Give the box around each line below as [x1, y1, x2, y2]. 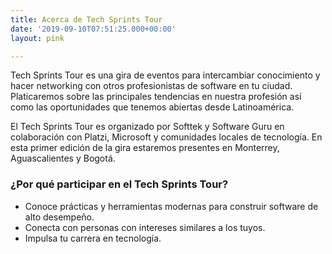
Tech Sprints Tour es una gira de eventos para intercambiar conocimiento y [10, 69, 321, 81]
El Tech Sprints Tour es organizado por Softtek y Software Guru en [10, 121, 285, 133]
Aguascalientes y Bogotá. [10, 152, 116, 165]
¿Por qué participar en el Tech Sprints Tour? [10, 177, 229, 191]
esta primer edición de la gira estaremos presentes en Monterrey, [10, 142, 280, 154]
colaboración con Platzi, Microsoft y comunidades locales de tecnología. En [10, 131, 323, 143]
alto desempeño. [24, 211, 95, 223]
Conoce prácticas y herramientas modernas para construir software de [24, 200, 319, 212]
